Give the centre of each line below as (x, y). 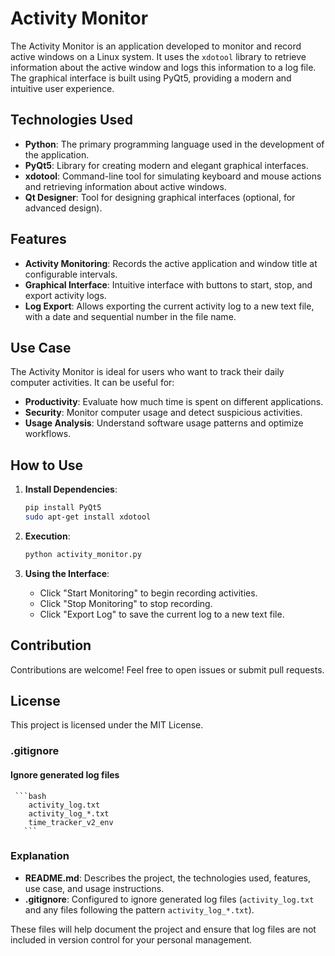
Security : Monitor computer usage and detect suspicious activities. (163, 413)
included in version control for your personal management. (131, 939)
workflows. (48, 434)
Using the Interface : (67, 573)
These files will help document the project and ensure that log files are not (163, 929)
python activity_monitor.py (83, 554)
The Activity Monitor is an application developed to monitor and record (156, 46)
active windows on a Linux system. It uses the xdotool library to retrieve (158, 56)
